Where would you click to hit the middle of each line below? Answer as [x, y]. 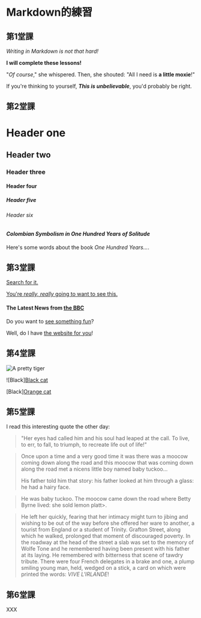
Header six [20, 215]
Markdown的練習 [49, 12]
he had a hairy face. [46, 487]
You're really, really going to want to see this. [62, 294]
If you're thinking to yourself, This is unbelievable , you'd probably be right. [99, 86]
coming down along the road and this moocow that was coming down [107, 463]
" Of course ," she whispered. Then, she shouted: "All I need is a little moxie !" [100, 75]
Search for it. [22, 283]
